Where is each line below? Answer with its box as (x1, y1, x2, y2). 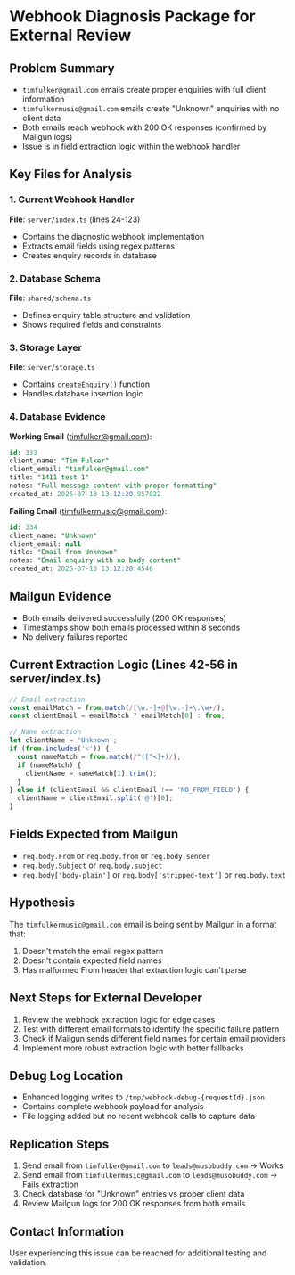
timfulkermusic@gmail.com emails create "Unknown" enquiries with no (21, 103, 280, 113)
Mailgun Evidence (9, 589, 111, 604)
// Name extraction (9, 728, 82, 737)
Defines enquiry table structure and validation (21, 309, 191, 320)
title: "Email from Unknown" (9, 548, 118, 557)
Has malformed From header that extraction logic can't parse (21, 964, 247, 975)
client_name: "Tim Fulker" (9, 456, 110, 465)
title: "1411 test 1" (9, 473, 90, 482)
